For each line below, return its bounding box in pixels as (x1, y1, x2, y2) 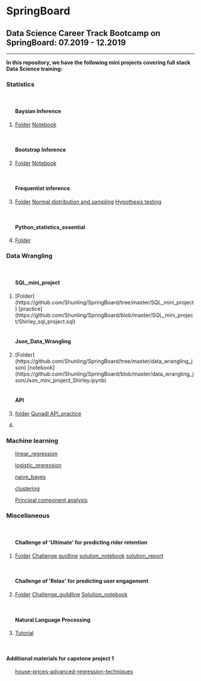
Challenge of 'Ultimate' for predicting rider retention (14, 539, 148, 546)
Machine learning (6, 436, 59, 444)
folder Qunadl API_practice (14, 410, 82, 417)
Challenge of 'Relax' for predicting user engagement (14, 577, 148, 585)
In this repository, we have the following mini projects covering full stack (6, 59, 191, 66)
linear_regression (14, 450, 58, 458)
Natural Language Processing (14, 616, 91, 624)
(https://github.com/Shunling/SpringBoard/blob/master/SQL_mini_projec (14, 311, 193, 319)
